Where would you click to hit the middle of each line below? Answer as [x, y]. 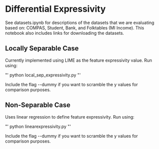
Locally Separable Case [42, 48]
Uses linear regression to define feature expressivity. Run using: [70, 117]
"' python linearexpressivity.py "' [38, 126]
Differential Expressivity [55, 9]
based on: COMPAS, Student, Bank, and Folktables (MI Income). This [75, 27]
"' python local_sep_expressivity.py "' [43, 75]
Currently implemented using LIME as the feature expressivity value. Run [79, 60]
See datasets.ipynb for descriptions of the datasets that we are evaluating [80, 23]
